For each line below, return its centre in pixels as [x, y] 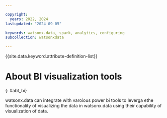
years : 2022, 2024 [29, 19]
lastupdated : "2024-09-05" [33, 24]
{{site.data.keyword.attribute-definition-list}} [52, 56]
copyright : [17, 14]
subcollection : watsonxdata [35, 38]
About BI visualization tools [64, 77]
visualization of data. [27, 111]
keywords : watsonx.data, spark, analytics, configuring [65, 33]
